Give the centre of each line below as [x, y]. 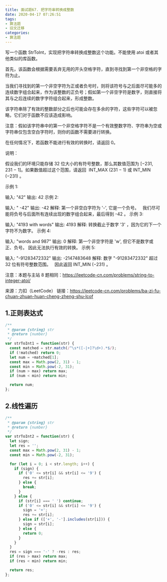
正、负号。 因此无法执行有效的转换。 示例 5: [50, 247]
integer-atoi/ [18, 280]
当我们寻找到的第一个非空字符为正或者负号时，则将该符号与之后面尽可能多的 [83, 86]
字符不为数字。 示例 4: [28, 231]
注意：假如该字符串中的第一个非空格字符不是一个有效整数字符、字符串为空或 [83, 125]
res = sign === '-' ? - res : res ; [45, 552]
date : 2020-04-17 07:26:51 [33, 14]
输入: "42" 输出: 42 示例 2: [32, 197]
